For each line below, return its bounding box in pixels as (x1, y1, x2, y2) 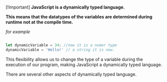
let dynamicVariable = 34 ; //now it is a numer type (5, 43, 117, 48)
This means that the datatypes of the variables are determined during (5, 14, 153, 19)
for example (5, 29, 30, 34)
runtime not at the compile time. (5, 19, 74, 25)
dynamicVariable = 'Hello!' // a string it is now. (5, 47, 115, 52)
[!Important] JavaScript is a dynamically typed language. (5, 4, 125, 10)
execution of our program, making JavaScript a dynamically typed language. (5, 62, 163, 68)
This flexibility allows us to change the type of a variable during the (5, 56, 143, 62)
